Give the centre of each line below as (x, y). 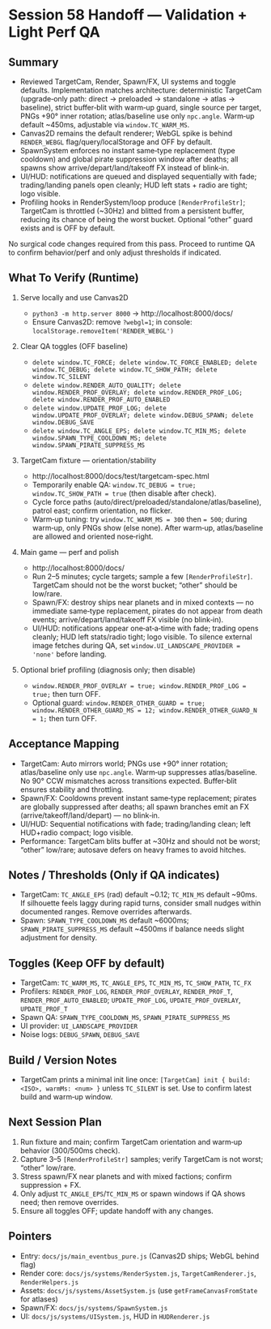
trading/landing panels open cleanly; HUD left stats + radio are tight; (134, 185)
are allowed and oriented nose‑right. (93, 536)
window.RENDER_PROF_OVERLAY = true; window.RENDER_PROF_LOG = (139, 686)
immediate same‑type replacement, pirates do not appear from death (147, 611)
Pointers (30, 1236)
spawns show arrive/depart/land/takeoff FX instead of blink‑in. (125, 168)
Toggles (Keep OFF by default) (87, 963)
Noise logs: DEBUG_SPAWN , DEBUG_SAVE (80, 1034)
